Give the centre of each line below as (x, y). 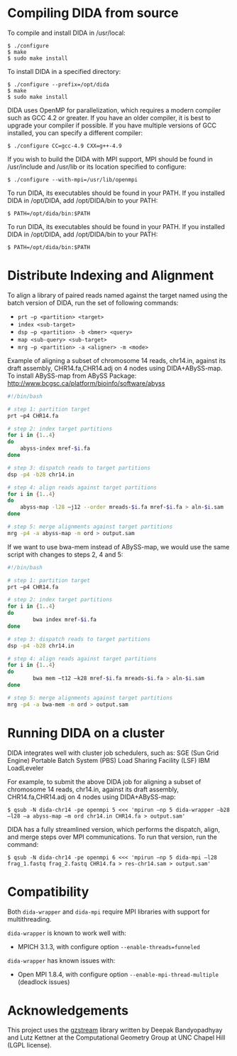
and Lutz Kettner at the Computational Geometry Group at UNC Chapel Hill (116, 1037)
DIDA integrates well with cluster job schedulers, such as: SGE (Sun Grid (113, 753)
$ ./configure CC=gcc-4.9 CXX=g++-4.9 (65, 146)
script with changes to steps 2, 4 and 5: (65, 554)
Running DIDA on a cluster (86, 733)
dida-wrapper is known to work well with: (67, 933)
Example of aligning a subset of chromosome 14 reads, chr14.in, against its (116, 360)
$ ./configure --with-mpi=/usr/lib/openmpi (73, 179)
